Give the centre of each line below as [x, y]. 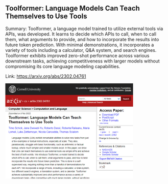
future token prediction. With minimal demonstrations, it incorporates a [80, 45]
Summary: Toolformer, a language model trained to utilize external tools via [84, 28]
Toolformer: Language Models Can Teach [73, 8]
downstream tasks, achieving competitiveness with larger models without [82, 61]
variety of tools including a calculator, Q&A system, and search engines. [81, 50]
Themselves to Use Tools [46, 17]
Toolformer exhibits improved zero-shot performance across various [77, 55]
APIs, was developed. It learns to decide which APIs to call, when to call [81, 34]
